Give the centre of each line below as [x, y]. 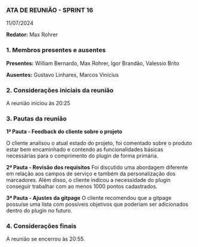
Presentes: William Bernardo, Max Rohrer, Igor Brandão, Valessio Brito [93, 63]
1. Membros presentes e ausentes [56, 50]
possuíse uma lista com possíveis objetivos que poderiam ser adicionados [98, 204]
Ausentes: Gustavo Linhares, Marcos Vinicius [63, 75]
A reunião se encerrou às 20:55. [46, 239]
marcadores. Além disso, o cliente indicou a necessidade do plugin [89, 180]
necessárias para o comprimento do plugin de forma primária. [82, 156]
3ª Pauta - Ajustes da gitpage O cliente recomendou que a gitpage [89, 198]
